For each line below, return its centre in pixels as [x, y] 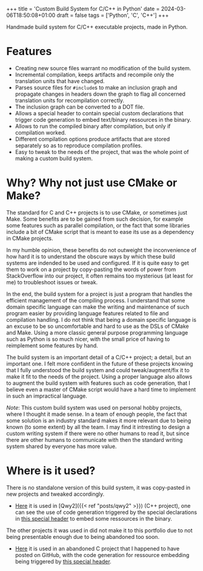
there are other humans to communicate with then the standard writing [95, 439]
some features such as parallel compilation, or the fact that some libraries [98, 225]
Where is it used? [51, 471]
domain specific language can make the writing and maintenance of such [98, 307]
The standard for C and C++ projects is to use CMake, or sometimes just [97, 212]
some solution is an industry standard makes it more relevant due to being [99, 420]
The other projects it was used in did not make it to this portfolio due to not [99, 530]
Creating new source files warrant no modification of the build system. [103, 68]
